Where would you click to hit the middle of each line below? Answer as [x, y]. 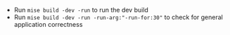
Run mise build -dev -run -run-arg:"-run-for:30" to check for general [118, 17]
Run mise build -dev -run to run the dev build [81, 10]
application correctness [48, 24]
